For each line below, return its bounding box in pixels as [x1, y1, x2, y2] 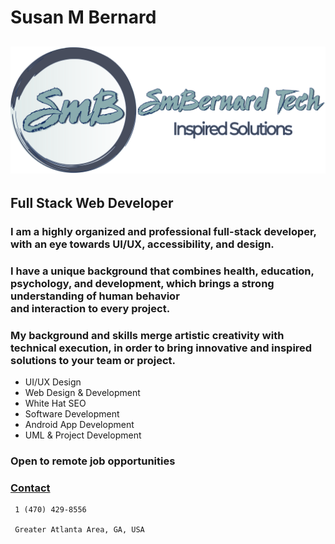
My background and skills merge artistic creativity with [10, 328, 285, 342]
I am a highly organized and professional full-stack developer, [10, 224, 317, 238]
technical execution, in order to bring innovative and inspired [10, 341, 313, 355]
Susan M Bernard [10, 6, 157, 29]
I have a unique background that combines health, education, [10, 264, 315, 278]
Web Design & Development [24, 386, 141, 398]
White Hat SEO [24, 397, 87, 409]
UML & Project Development [24, 429, 142, 441]
